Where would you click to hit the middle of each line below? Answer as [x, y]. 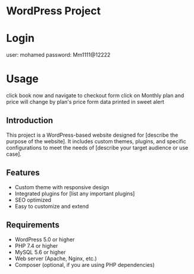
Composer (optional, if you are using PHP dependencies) [85, 264]
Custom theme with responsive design [62, 187]
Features [23, 173]
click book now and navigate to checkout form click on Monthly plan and [95, 96]
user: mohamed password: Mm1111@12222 [58, 55]
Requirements [33, 225]
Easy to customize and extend [52, 206]
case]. [14, 154]
